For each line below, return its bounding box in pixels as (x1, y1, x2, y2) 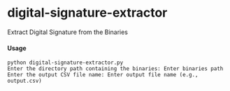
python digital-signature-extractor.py (7, 59, 124, 67)
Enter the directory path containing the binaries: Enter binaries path (7, 65, 224, 72)
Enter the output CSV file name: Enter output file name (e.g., (7, 72, 199, 78)
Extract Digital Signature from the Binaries (7, 28, 128, 36)
